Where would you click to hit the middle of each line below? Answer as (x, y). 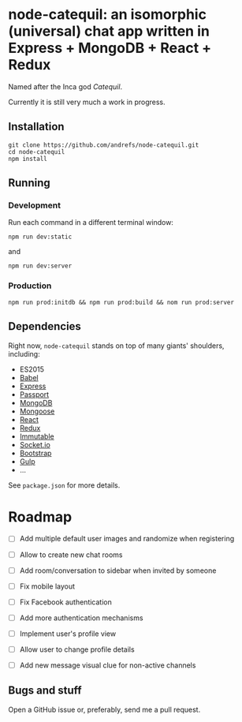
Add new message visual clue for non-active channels (108, 665)
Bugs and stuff (45, 691)
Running (30, 183)
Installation (36, 127)
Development (35, 205)
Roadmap (40, 516)
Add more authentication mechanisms (81, 618)
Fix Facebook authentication (65, 602)
